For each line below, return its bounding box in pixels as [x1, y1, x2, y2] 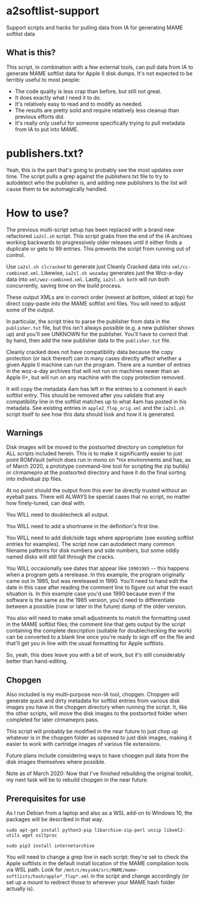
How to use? [6, 206, 69, 220]
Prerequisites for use [6, 794, 86, 804]
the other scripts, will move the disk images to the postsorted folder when [6, 710, 187, 717]
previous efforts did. [14, 113, 65, 120]
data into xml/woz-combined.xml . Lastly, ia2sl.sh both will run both [6, 276, 170, 283]
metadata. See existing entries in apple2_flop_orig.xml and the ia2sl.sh [6, 404, 185, 411]
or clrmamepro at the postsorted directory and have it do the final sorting [6, 469, 186, 476]
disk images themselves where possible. [6, 758, 106, 766]
